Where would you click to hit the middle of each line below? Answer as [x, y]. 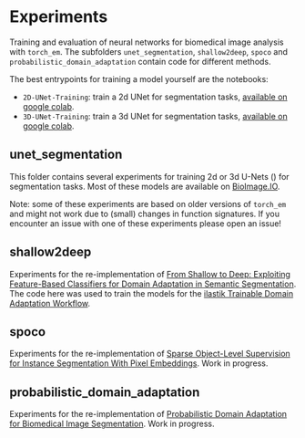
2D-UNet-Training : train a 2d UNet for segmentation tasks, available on [155, 97]
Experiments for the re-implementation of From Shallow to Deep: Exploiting [150, 274]
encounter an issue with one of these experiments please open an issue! [146, 223]
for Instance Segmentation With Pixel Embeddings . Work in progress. [139, 363]
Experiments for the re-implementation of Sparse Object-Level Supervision [150, 354]
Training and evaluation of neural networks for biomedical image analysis [147, 42]
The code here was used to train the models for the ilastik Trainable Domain [152, 293]
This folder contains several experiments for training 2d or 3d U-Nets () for [149, 176]
